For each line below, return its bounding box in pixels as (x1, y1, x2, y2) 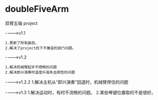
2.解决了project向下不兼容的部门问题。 (5, 46, 76, 50)
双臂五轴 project (5, 20, 38, 26)
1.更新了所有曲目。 (5, 40, 39, 45)
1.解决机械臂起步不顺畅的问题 (5, 65, 57, 70)
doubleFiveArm (5, 3, 69, 15)
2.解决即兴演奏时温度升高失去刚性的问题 (5, 70, 75, 75)
